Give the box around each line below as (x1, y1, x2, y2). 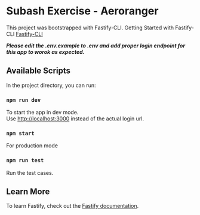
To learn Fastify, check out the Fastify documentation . (6, 202, 139, 210)
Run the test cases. (6, 169, 54, 176)
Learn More (6, 187, 50, 197)
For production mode (6, 142, 59, 149)
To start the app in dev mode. (6, 109, 79, 116)
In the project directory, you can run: (6, 81, 96, 89)
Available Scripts (6, 66, 70, 76)
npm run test (6, 157, 44, 164)
